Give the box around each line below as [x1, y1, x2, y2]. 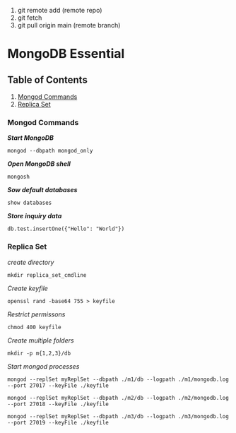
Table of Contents [7, 73, 88, 85]
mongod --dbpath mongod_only [7, 148, 93, 155]
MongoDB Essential [7, 46, 125, 62]
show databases [7, 199, 52, 207]
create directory [7, 258, 54, 266]
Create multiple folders [7, 336, 74, 345]
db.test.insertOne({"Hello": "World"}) [7, 225, 125, 232]
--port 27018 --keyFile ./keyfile [7, 401, 110, 408]
